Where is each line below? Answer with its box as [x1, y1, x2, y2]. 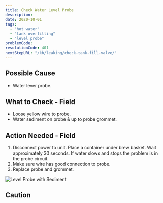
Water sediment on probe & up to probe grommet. [12, 116, 117, 122]
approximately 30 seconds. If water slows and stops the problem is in [12, 150, 158, 156]
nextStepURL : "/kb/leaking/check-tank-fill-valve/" [5, 50, 117, 55]
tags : [5, 21, 17, 27]
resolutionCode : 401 [5, 45, 49, 50]
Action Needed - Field [5, 131, 76, 140]
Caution [5, 191, 31, 199]
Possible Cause [5, 69, 56, 78]
